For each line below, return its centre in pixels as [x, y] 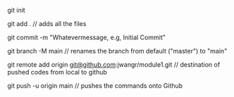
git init [17, 10]
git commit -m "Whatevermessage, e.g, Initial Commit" [86, 37]
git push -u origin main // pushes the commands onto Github [95, 86]
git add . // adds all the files [47, 24]
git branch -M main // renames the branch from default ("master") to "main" [117, 51]
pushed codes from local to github [57, 72]
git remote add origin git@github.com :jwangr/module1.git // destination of [114, 65]
